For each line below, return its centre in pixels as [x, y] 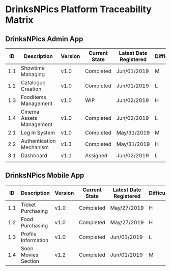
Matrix [19, 20]
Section [30, 261]
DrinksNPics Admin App [44, 39]
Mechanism [35, 147]
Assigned [96, 156]
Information [35, 240]
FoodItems [34, 97]
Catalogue [33, 82]
